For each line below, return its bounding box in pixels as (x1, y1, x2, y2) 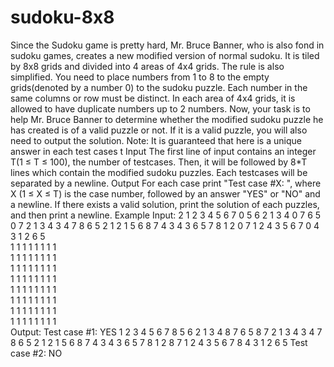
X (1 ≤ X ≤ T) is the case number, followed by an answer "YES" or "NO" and (10, 187, 321, 200)
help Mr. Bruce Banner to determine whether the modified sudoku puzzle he (10, 113, 324, 125)
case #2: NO (10, 347, 63, 359)
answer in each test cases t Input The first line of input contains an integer (10, 145, 317, 157)
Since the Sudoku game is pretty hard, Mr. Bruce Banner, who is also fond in (10, 39, 325, 51)
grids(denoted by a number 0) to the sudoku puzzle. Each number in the (10, 81, 308, 93)
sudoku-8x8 (10, 6, 115, 29)
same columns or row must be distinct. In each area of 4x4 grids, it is (10, 92, 296, 104)
